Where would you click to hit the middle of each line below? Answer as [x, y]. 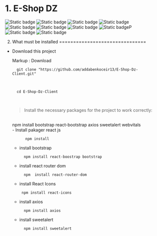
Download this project [34, 51]
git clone [26, 69]
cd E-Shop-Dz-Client [37, 91]
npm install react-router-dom [55, 175]
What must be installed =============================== [79, 41]
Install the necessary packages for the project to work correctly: [88, 110]
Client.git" [24, 73]
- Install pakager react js [36, 130]
